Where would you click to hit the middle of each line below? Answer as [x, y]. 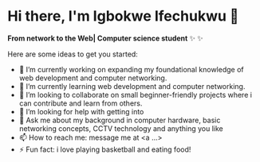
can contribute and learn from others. [81, 103]
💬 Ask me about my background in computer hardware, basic [120, 120]
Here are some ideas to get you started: [73, 54]
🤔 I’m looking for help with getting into [81, 111]
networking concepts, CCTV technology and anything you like [121, 128]
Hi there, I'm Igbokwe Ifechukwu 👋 [123, 16]
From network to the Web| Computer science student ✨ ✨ [106, 38]
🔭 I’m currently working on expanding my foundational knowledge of [131, 69]
